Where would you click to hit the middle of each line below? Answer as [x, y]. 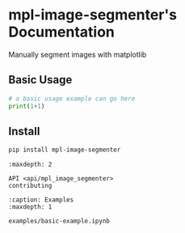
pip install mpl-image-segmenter [65, 150]
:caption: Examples [41, 200]
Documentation [62, 32]
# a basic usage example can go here [72, 99]
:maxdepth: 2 [30, 165]
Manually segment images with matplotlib [78, 54]
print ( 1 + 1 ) [27, 106]
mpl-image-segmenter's [93, 15]
